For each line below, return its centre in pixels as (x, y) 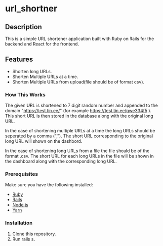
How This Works (25, 94)
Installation (19, 223)
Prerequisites (21, 174)
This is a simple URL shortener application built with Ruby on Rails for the (80, 39)
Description (23, 27)
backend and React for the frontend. (42, 44)
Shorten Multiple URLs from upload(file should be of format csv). (78, 82)
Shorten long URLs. (32, 71)
